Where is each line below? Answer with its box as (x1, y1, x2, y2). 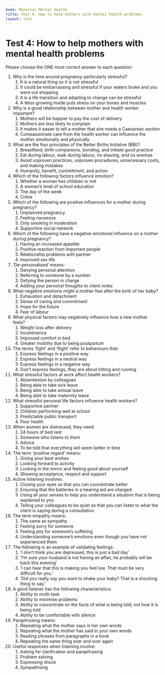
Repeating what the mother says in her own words (20, 623, 122, 629)
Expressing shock (20, 659, 56, 665)
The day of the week (20, 189, 62, 195)
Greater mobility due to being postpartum (20, 340, 104, 346)
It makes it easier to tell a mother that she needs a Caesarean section (20, 126, 160, 132)
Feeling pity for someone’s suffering (20, 528, 93, 534)
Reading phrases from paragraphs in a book (20, 633, 110, 639)
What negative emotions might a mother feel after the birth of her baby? (12, 288, 159, 294)
